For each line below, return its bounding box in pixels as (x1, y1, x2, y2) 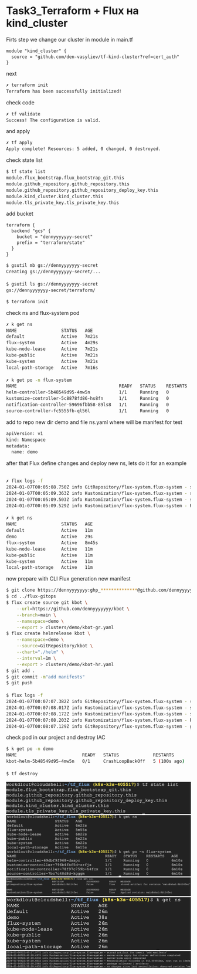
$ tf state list (6, 169, 46, 175)
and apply (6, 128, 30, 135)
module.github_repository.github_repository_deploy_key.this (6, 187, 159, 193)
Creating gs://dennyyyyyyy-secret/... (6, 269, 101, 275)
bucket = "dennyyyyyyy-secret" (16, 234, 93, 240)
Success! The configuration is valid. (6, 117, 101, 123)
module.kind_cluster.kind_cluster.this (6, 194, 104, 199)
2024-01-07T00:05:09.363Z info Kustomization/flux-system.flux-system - (6, 490, 188, 496)
